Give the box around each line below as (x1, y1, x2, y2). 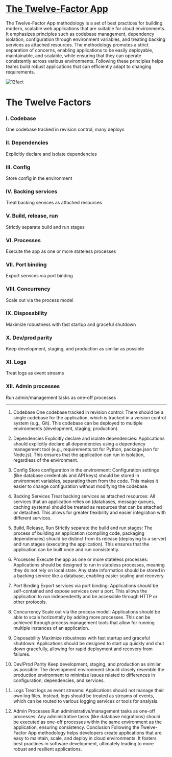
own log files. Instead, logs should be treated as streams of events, (13, 693, 155, 699)
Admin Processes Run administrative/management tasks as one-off (13, 708, 155, 714)
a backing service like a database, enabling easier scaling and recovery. (13, 573, 165, 579)
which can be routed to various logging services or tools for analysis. (13, 698, 159, 704)
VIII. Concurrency (6, 286, 51, 293)
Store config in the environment (6, 175, 72, 181)
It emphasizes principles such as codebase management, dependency (6, 31, 155, 37)
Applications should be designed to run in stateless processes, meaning (13, 561, 165, 567)
